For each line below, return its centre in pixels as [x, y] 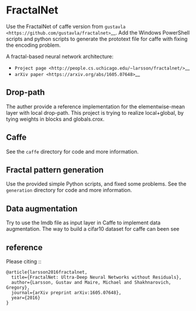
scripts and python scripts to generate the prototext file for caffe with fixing [97, 39]
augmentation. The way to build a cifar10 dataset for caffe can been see [93, 229]
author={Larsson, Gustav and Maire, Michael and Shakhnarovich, [91, 282]
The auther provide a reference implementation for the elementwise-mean [96, 107]
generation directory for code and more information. [69, 190]
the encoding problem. [33, 45]
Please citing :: [24, 262]
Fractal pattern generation [55, 170]
